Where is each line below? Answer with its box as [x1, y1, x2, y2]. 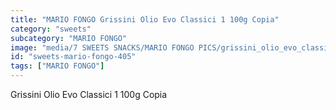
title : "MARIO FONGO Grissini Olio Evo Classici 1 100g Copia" [10, 14, 280, 25]
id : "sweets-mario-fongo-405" [10, 52, 137, 62]
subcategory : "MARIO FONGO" [10, 33, 128, 43]
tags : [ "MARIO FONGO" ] [10, 61, 105, 71]
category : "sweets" [10, 24, 92, 34]
